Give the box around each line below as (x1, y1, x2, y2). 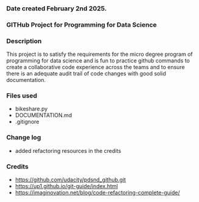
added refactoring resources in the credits (15, 147, 122, 154)
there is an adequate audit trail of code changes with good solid (6, 70, 166, 77)
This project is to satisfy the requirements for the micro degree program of (6, 50, 193, 58)
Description (6, 36, 42, 45)
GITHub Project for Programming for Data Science (6, 20, 157, 29)
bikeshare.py (15, 105, 48, 113)
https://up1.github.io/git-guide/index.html (15, 183, 119, 190)
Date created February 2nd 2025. (6, 4, 107, 13)
